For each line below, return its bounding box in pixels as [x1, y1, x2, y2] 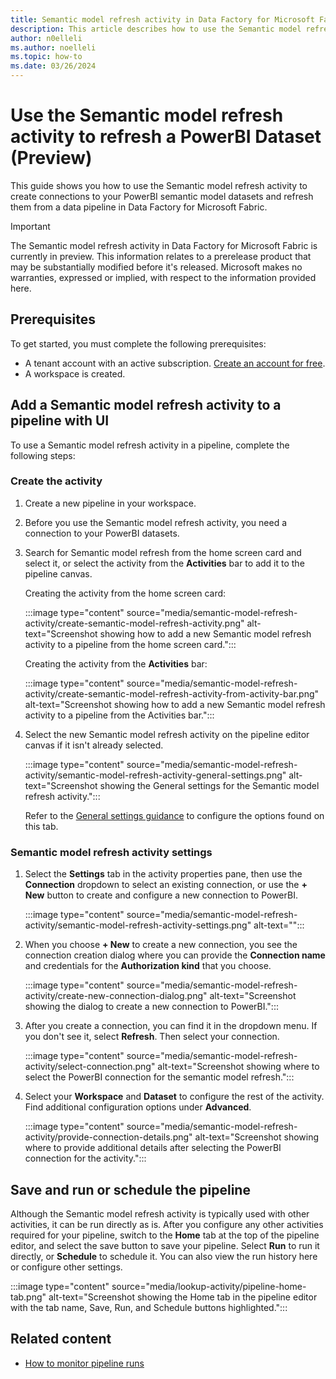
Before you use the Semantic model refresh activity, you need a [24, 516, 288, 528]
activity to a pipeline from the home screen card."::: [24, 638, 237, 650]
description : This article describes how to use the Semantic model [10, 24, 302, 34]
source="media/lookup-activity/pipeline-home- [111, 1280, 307, 1292]
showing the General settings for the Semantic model [99, 779, 320, 791]
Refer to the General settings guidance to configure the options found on [24, 809, 325, 821]
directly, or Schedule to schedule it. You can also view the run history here [10, 1250, 318, 1262]
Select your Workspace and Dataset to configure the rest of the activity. [24, 1091, 325, 1103]
